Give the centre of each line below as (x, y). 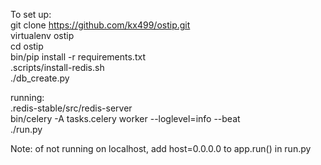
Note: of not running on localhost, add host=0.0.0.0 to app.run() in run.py (161, 148)
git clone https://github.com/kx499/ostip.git (100, 25)
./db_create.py (40, 78)
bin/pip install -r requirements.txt (78, 57)
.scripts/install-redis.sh (57, 67)
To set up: (31, 14)
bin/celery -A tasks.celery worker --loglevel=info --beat (125, 118)
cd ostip (27, 46)
